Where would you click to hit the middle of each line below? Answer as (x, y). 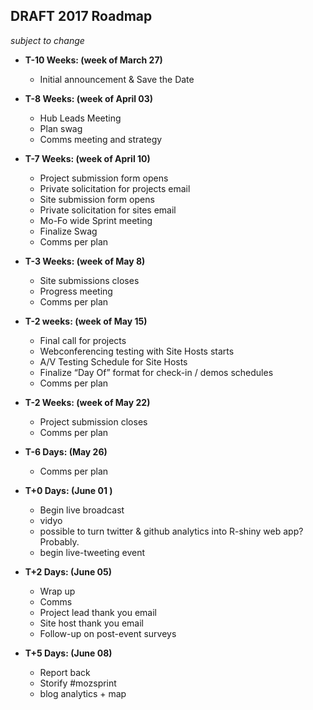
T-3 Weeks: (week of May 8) (85, 261)
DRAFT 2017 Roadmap (81, 16)
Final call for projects (83, 340)
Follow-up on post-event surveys (108, 633)
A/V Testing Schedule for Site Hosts (113, 361)
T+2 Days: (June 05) (68, 571)
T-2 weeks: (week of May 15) (86, 321)
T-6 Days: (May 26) (66, 451)
